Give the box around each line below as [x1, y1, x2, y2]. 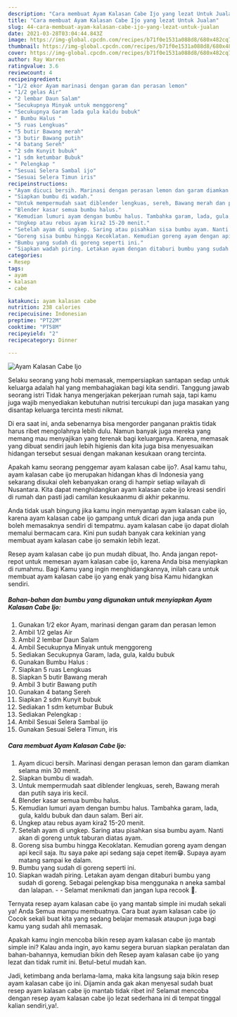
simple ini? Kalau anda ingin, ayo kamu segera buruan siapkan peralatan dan [8, 943, 230, 952]
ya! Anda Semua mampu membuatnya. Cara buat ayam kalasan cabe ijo [8, 907, 217, 916]
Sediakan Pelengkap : [18, 711, 82, 719]
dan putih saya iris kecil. [18, 789, 89, 798]
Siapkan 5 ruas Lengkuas [18, 666, 92, 674]
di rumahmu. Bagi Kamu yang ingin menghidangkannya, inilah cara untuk [8, 564, 219, 573]
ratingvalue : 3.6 [8, 63, 59, 70]
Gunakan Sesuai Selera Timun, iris [18, 725, 118, 734]
